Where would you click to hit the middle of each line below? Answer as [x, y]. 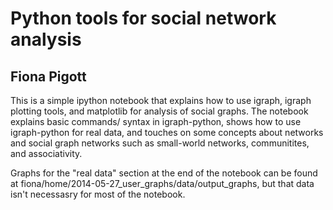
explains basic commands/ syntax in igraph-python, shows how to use [156, 121]
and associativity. [46, 153]
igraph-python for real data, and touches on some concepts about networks [167, 132]
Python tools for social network [143, 18]
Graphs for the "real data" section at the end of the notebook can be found [164, 173]
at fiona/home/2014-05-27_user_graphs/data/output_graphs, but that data [162, 183]
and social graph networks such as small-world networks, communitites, [160, 143]
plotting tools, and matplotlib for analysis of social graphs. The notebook [159, 111]
